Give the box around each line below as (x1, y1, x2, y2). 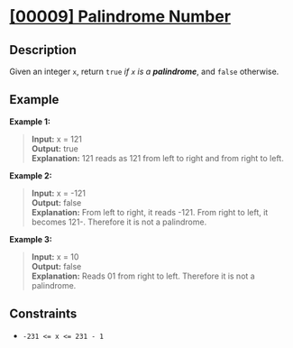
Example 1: (9, 115, 51, 127)
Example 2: (9, 169, 52, 181)
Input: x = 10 (31, 251, 79, 262)
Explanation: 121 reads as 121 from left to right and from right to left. (31, 152, 284, 163)
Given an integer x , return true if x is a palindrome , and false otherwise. (9, 66, 279, 77)
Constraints (9, 307, 78, 322)
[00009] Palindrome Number (9, 6, 232, 27)
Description (9, 42, 77, 58)
